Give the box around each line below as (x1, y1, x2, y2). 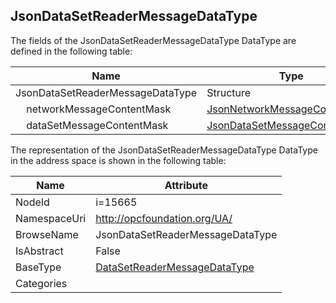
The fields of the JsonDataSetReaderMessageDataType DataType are (10, 34, 297, 46)
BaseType (15, 260, 62, 274)
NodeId (15, 195, 50, 209)
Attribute (164, 178, 208, 192)
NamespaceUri (15, 211, 87, 225)
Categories (15, 276, 68, 290)
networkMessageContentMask (26, 102, 172, 116)
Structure (206, 85, 252, 99)
